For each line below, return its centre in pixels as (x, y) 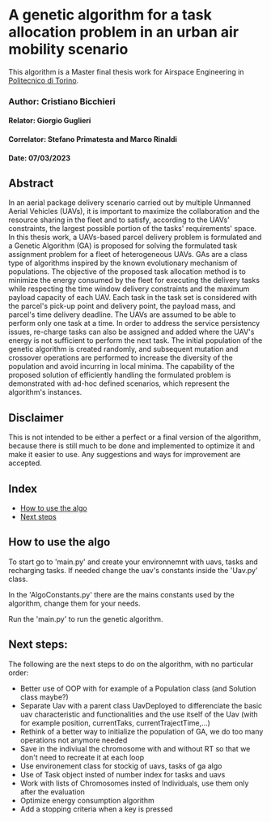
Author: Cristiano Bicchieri (62, 101)
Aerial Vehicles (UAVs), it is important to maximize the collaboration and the (134, 212)
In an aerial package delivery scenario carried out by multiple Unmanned (129, 203)
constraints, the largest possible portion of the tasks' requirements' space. (133, 229)
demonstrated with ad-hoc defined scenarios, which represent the (119, 383)
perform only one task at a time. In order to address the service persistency (134, 323)
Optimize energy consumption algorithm (87, 800)
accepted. (25, 463)
